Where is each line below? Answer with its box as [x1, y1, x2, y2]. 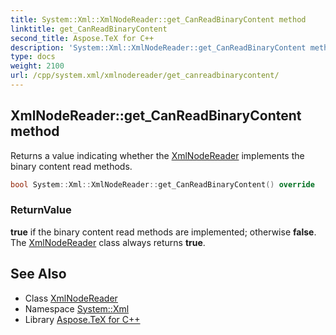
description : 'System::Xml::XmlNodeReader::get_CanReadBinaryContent [10, 42, 307, 53]
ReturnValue [10, 203, 72, 217]
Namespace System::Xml [24, 302, 130, 315]
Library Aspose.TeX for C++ [24, 313, 141, 325]
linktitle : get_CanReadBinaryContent [10, 24, 168, 34]
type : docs [10, 52, 56, 62]
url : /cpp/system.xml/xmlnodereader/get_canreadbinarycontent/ [10, 71, 280, 81]
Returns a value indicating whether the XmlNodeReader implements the [10, 149, 305, 161]
